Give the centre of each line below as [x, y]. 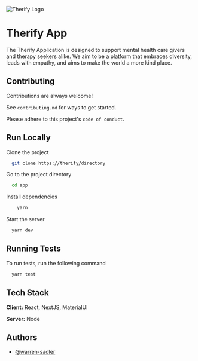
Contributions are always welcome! [50, 96]
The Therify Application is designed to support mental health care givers [96, 50]
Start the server [25, 219]
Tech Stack [28, 293]
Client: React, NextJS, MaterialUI [47, 307]
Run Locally [28, 138]
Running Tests [33, 249]
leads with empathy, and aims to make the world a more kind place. [89, 62]
